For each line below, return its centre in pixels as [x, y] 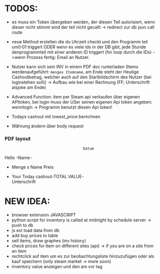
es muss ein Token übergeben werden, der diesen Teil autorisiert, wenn [83, 22]
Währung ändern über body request [47, 126]
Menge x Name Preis [33, 167]
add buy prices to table [35, 236]
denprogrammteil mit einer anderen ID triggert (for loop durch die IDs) [81, 52]
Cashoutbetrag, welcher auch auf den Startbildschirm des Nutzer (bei [81, 77]
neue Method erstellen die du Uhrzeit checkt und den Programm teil [80, 41]
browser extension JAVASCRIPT [44, 215]
